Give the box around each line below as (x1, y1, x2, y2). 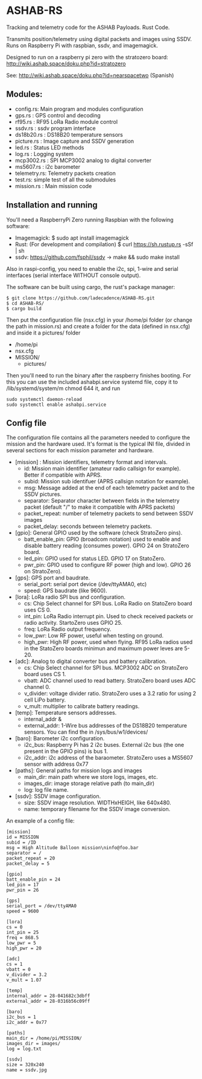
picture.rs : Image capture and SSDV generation (14, 137, 134, 145)
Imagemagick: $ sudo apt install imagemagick (14, 234, 129, 241)
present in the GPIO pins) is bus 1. (24, 748, 109, 755)
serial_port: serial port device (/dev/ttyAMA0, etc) (24, 581, 147, 588)
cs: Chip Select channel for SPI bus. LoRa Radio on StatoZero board (24, 600, 192, 607)
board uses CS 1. (24, 671, 66, 678)
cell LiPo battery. (24, 696, 66, 703)
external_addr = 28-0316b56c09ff (6, 999, 90, 1005)
